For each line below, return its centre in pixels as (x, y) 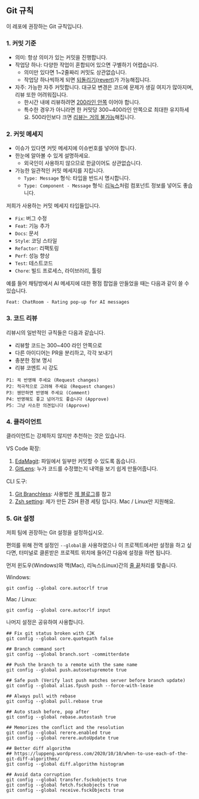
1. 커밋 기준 (21, 43)
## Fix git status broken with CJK (50, 633)
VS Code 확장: (23, 448)
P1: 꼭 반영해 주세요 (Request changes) (53, 380)
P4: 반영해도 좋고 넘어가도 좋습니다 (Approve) (58, 399)
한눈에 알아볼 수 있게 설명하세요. (52, 156)
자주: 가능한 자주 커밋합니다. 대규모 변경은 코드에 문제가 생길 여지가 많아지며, (104, 87)
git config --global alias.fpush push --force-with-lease (80, 686)
